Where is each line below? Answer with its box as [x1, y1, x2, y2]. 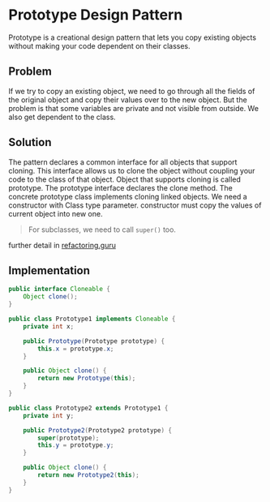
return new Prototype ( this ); [37, 375, 136, 383]
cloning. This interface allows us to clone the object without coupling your [8, 165, 255, 175]
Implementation [8, 264, 91, 277]
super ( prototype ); [37, 434, 100, 442]
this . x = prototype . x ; [37, 345, 114, 353]
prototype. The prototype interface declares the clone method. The [8, 182, 233, 192]
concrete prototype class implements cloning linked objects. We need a [8, 191, 247, 201]
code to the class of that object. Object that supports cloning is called [8, 174, 242, 184]
